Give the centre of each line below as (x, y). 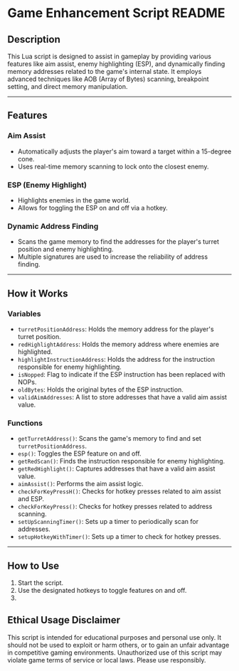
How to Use (33, 565)
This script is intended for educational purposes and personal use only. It (115, 637)
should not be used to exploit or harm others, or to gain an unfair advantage (118, 645)
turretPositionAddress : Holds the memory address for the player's (116, 329)
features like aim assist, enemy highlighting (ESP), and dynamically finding (116, 64)
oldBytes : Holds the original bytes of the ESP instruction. (100, 390)
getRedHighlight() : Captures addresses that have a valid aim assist (116, 469)
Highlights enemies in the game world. (74, 200)
